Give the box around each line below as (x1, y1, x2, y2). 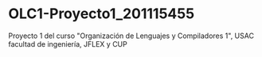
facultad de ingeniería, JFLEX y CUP (8, 39, 127, 48)
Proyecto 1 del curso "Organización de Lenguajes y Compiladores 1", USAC (8, 31, 255, 40)
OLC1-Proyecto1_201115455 (8, 5, 195, 23)
